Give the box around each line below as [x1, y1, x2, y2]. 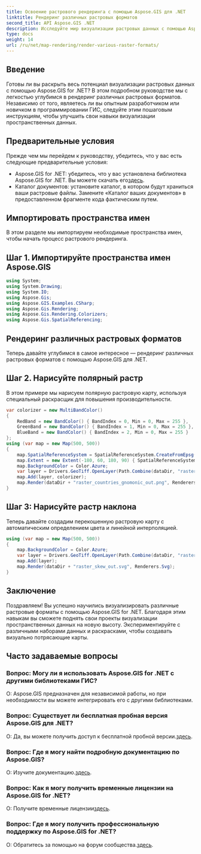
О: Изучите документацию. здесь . [6, 769, 92, 776]
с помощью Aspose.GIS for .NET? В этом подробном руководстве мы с [6, 86, 188, 94]
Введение [6, 64, 45, 75]
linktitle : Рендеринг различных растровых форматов [6, 14, 138, 20]
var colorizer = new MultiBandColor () [6, 407, 103, 413]
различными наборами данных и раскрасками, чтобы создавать [6, 627, 172, 634]
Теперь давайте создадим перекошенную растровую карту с [6, 517, 165, 525]
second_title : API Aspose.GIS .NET [6, 20, 95, 26]
